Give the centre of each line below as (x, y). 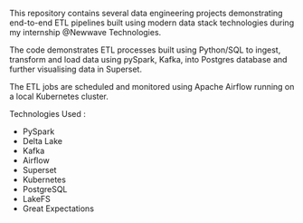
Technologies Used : (47, 114)
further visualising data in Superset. (76, 69)
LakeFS (37, 199)
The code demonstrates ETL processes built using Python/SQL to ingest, (145, 50)
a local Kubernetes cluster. (59, 96)
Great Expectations (58, 208)
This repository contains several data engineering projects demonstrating (146, 13)
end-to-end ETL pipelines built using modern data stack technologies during (152, 23)
